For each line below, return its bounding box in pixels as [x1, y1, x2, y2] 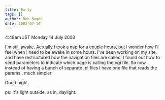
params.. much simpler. [5, 70, 53, 76]
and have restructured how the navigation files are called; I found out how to [5, 55, 160, 61]
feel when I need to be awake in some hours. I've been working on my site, [5, 49, 157, 55]
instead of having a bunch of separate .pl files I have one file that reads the [5, 65, 158, 71]
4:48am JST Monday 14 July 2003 [5, 34, 75, 40]
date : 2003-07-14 [5, 21, 41, 26]
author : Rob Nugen [5, 16, 43, 21]
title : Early [5, 7, 32, 12]
